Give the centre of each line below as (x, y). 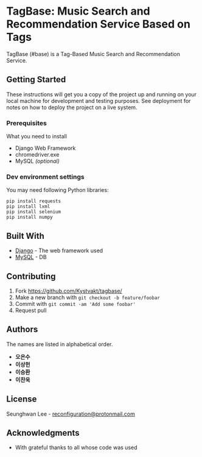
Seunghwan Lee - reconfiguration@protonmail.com (71, 414)
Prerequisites (26, 123)
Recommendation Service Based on (98, 24)
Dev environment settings (45, 177)
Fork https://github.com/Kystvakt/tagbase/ (69, 291)
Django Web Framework (45, 148)
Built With (25, 236)
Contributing (31, 276)
